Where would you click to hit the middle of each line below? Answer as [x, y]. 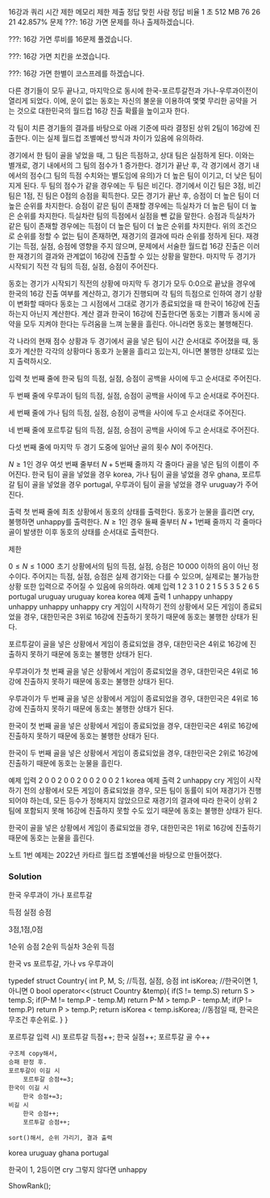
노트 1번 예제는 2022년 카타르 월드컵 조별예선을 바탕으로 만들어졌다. [115, 855]
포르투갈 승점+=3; [49, 1080]
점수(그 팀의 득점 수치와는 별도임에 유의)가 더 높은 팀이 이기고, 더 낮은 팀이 [146, 175]
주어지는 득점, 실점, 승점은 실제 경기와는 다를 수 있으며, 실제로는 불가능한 [145, 576]
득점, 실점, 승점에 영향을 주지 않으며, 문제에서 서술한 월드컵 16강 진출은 [134, 246]
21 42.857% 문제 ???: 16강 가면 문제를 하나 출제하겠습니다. [102, 22]
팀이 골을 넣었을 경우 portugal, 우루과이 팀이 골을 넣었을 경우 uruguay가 [130, 484]
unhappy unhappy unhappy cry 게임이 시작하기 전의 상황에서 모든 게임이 [125, 607]
